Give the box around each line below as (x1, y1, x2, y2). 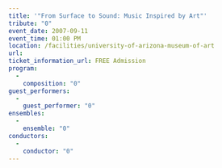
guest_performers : (8, 86, 70, 95)
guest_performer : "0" (23, 102, 95, 110)
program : (8, 65, 38, 73)
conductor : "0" (23, 147, 74, 155)
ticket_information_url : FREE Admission (8, 57, 147, 65)
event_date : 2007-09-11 (8, 27, 89, 35)
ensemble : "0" (23, 124, 70, 132)
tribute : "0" (8, 19, 52, 27)
